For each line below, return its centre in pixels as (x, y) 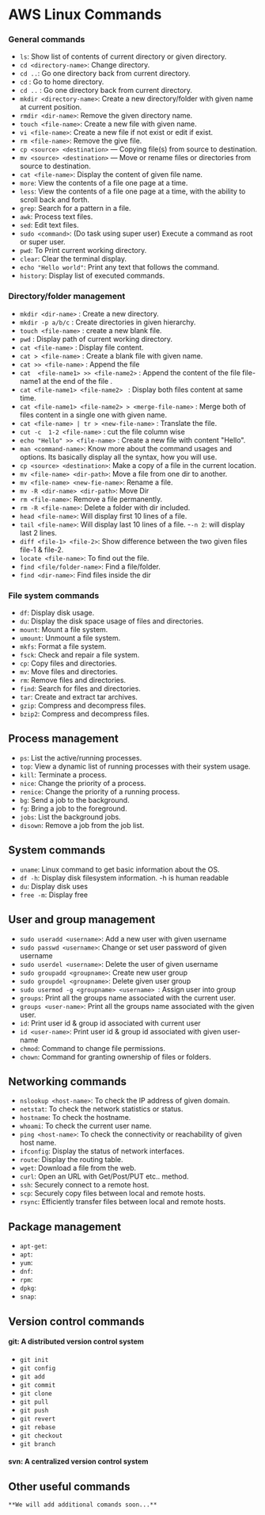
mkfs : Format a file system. (63, 646)
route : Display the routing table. (71, 1160)
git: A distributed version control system (76, 1341)
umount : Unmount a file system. (70, 638)
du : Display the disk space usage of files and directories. (112, 621)
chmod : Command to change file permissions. (93, 1048)
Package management (64, 1227)
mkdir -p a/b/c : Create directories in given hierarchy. (108, 322)
